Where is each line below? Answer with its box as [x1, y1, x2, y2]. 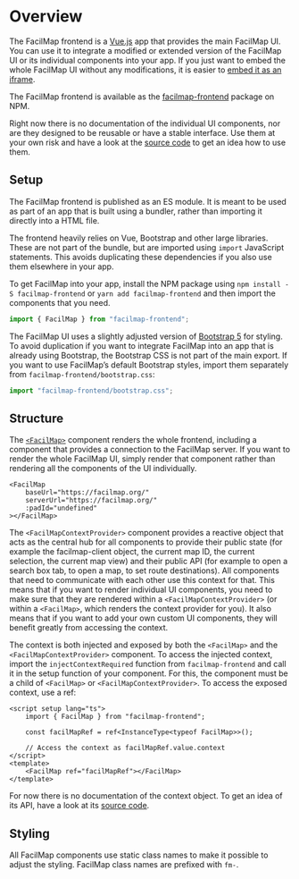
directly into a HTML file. [9, 215, 100, 225]
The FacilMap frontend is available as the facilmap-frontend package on [9, 91, 275, 102]
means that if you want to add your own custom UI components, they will [9, 613, 278, 623]
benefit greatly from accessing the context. [9, 622, 169, 633]
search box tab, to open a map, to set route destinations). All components [9, 565, 279, 576]
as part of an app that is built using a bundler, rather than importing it [9, 206, 263, 216]
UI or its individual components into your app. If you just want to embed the [9, 55, 287, 65]
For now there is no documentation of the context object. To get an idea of [9, 790, 283, 801]
